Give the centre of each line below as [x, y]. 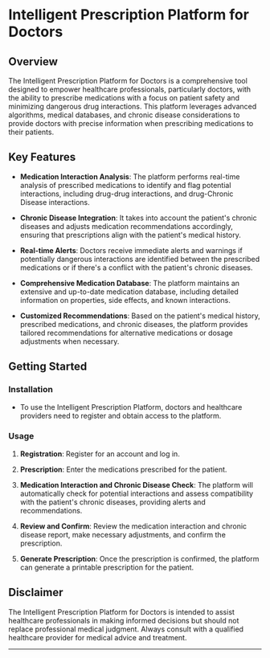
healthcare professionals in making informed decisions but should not [124, 620]
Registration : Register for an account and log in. [100, 454]
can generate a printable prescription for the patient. [107, 567]
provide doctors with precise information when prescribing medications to [131, 123]
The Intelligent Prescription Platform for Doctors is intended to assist [122, 611]
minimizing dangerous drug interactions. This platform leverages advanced [133, 106]
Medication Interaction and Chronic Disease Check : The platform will [136, 484]
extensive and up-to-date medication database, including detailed [129, 292]
